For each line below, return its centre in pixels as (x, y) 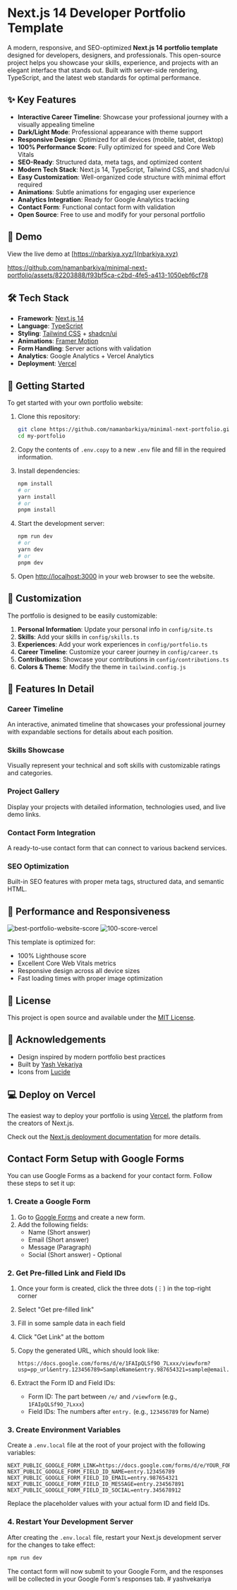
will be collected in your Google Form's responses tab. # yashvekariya (109, 1579)
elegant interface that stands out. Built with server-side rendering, (103, 70)
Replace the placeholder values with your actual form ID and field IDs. (109, 1504)
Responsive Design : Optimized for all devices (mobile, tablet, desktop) (121, 139)
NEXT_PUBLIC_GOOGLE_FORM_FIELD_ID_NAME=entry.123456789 (91, 1472)
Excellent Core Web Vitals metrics (67, 963)
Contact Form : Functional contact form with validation (96, 207)
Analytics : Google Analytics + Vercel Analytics (86, 356)
